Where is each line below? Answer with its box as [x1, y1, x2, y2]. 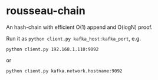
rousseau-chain [6, 4, 85, 18]
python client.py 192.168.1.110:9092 [6, 46, 99, 52]
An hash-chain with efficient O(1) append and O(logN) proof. [6, 24, 153, 31]
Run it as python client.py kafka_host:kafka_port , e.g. [6, 35, 141, 42]
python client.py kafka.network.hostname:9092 [6, 68, 123, 74]
